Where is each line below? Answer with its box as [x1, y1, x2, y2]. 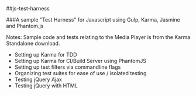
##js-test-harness [6, 5, 50, 12]
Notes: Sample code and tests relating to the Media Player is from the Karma [6, 34, 191, 40]
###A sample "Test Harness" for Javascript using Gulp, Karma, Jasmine [6, 16, 180, 23]
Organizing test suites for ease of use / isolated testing [14, 70, 147, 76]
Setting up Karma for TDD [14, 51, 77, 58]
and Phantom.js [6, 23, 44, 29]
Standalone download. [6, 40, 60, 47]
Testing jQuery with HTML [14, 82, 78, 89]
